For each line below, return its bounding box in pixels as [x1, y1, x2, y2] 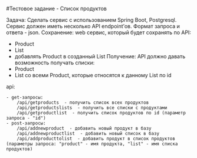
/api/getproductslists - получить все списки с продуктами [17, 105, 168, 111]
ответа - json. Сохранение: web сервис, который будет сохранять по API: [6, 29, 192, 36]
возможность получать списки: [14, 59, 95, 66]
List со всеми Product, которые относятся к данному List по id [14, 72, 172, 78]
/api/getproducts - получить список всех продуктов [17, 100, 149, 106]
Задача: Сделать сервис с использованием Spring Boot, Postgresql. [6, 17, 177, 23]
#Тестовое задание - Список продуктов [6, 5, 107, 12]
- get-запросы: [6, 94, 44, 100]
